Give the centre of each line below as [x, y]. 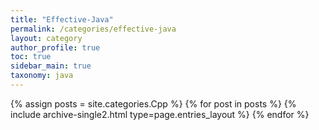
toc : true [31, 57]
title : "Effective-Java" [62, 19]
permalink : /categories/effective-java [93, 29]
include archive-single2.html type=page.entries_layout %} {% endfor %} [160, 114]
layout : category [46, 38]
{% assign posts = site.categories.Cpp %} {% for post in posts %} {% [153, 103]
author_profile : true [55, 47]
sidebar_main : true [51, 66]
